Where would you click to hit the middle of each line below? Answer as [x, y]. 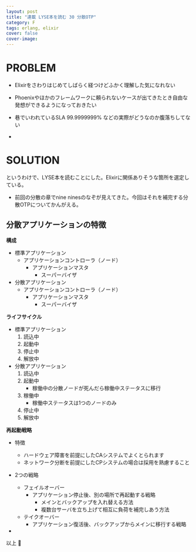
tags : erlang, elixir [33, 28]
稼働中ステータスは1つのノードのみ [75, 403]
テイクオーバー [41, 517]
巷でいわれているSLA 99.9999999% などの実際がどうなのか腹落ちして [100, 117]
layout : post [22, 11]
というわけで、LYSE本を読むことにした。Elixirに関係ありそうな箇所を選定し [98, 177]
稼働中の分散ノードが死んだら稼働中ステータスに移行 [97, 388]
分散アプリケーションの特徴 [56, 225]
